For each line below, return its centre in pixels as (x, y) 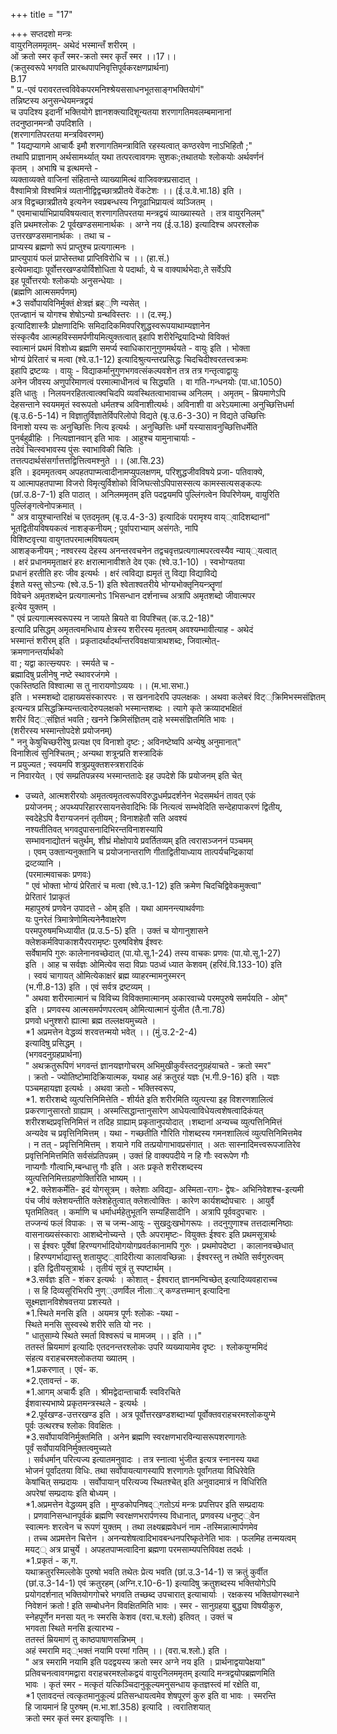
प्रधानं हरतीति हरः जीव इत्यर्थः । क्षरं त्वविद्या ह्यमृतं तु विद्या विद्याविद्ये (114, 573)
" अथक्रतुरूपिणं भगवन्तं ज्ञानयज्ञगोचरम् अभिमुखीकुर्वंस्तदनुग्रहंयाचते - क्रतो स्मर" (148, 1065)
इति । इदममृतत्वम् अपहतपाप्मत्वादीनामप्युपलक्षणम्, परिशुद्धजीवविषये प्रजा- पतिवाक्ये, (137, 472)
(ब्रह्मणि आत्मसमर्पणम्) (44, 292)
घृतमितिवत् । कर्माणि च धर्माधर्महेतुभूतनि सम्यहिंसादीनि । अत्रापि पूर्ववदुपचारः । (145, 1212)
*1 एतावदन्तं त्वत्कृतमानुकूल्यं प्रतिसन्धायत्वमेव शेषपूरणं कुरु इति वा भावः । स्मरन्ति (150, 1695)
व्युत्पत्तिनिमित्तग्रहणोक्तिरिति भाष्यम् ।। (83, 1178)
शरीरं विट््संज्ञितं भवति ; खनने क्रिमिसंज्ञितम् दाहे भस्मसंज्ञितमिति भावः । (122, 719)
